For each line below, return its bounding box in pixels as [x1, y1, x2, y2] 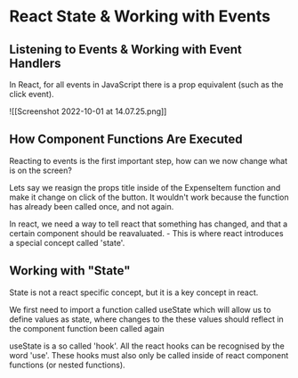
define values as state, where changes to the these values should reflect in [9, 314, 285, 325]
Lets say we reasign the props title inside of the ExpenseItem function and [9, 182, 281, 193]
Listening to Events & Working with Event [9, 42, 242, 57]
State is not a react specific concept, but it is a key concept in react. [9, 287, 259, 298]
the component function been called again [9, 323, 165, 333]
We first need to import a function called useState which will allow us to [9, 304, 271, 315]
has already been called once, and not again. [9, 201, 174, 211]
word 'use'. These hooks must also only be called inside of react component [9, 349, 289, 360]
